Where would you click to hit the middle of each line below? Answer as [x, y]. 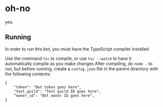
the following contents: [28, 74]
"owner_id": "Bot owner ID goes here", [54, 95]
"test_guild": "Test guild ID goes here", [57, 91]
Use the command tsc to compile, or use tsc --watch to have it [68, 58]
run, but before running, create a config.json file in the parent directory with [81, 69]
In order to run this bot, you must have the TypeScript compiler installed [77, 49]
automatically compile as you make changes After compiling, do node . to [79, 63]
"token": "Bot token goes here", [48, 87]
